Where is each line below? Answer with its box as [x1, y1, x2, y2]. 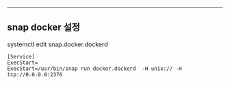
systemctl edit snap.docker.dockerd [7, 40, 108, 48]
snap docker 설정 [7, 22, 81, 33]
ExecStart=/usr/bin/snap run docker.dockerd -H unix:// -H [7, 65, 183, 72]
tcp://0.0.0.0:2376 [7, 71, 63, 78]
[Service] [7, 53, 36, 60]
